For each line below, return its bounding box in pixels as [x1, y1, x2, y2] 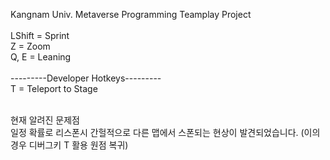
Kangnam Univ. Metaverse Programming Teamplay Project [10, 9, 252, 20]
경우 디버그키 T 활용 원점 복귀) [10, 139, 129, 151]
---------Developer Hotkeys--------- [10, 72, 162, 84]
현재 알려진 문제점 [10, 114, 80, 126]
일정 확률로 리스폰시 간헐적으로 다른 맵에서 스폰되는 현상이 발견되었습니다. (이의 [10, 127, 321, 138]
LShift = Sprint [10, 30, 70, 41]
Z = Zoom [10, 40, 51, 52]
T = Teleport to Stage [10, 83, 98, 94]
